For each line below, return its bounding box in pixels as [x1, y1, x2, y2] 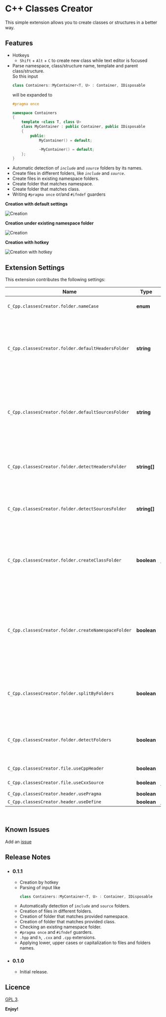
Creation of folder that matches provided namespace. [19, 913, 129, 919]
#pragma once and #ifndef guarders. [19, 929, 93, 935]
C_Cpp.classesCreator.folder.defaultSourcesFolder [7, 409, 129, 415]
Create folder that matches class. [12, 186, 80, 192]
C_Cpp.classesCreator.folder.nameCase [7, 303, 99, 309]
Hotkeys [12, 52, 30, 58]
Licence [5, 983, 31, 992]
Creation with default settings [5, 201, 68, 207]
